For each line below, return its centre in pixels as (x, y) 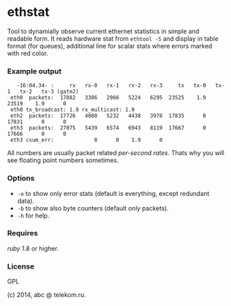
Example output (34, 71)
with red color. (28, 53)
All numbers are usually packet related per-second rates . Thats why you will (116, 153)
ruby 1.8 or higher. (33, 248)
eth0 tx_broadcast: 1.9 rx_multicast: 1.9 (72, 110)
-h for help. (33, 215)
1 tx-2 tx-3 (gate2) (43, 92)
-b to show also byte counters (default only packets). (93, 208)
